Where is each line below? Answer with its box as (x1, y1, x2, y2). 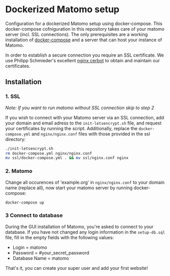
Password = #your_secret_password (12, 249, 90, 256)
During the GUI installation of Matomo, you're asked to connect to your (5, 223, 154, 230)
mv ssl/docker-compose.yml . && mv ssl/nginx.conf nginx (5, 156, 129, 161)
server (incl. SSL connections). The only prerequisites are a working (5, 31, 148, 37)
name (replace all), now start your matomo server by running (5, 185, 133, 191)
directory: (5, 136, 26, 142)
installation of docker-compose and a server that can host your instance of (5, 37, 162, 43)
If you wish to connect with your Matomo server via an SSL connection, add (5, 114, 164, 120)
